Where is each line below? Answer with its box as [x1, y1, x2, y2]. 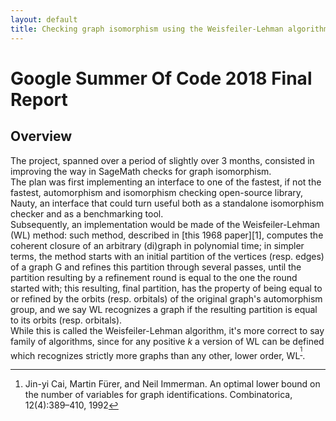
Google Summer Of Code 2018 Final [10, 67, 313, 90]
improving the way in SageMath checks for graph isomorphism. [10, 165, 272, 177]
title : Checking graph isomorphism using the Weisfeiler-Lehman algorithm [10, 24, 329, 34]
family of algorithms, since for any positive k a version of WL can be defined [10, 335, 325, 347]
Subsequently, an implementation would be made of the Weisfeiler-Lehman [10, 218, 321, 230]
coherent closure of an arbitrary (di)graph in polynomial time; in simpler [10, 239, 305, 251]
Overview [10, 128, 73, 145]
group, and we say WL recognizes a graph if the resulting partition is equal [10, 303, 318, 315]
